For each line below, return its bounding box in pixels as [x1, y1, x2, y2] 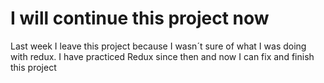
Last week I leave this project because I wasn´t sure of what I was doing [10, 40, 307, 52]
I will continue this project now [10, 7, 270, 30]
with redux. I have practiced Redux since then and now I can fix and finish [10, 50, 315, 62]
